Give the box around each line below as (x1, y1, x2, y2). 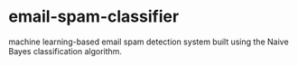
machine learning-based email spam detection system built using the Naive (8, 36, 290, 47)
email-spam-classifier (8, 6, 180, 27)
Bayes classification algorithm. (8, 45, 123, 56)
